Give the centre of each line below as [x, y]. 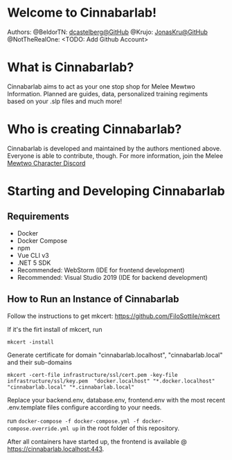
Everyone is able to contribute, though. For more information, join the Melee [115, 156]
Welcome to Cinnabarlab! [82, 13]
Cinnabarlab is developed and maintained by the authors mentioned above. [114, 148]
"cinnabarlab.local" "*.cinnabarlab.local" [71, 387]
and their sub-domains [40, 362]
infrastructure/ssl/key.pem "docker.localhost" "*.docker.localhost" [111, 381]
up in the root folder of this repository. [126, 428]
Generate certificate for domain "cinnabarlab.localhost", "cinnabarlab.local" [115, 355]
